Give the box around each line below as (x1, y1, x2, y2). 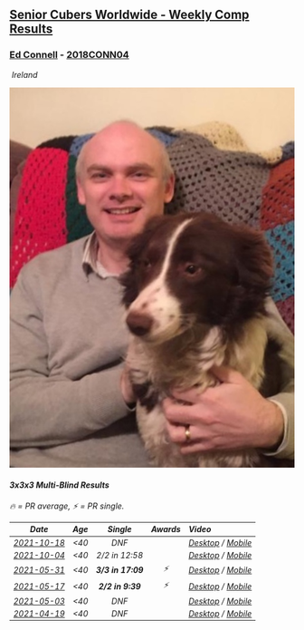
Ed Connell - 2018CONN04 (9, 49, 129, 62)
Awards (150, 524, 181, 535)
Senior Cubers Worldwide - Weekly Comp (9, 7, 250, 23)
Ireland (11, 69, 38, 80)
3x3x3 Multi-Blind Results (9, 480, 110, 490)
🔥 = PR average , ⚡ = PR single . (9, 500, 125, 511)
